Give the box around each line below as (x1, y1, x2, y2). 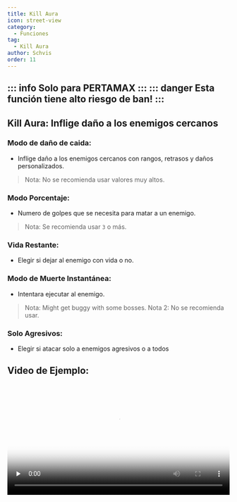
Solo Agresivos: (7, 328, 63, 338)
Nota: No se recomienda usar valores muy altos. (24, 175, 165, 184)
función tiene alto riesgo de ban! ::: (7, 93, 164, 106)
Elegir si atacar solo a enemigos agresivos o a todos (17, 344, 169, 353)
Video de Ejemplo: (7, 365, 90, 377)
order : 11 (7, 56, 37, 63)
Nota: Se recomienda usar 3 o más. (24, 222, 127, 231)
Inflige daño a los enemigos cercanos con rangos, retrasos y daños (17, 154, 214, 163)
